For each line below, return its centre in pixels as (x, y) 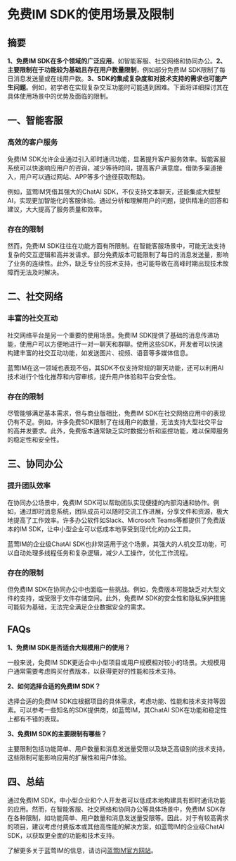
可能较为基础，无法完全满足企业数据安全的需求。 (78, 607)
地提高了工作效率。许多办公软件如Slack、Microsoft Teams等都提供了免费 (113, 520)
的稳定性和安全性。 (35, 439)
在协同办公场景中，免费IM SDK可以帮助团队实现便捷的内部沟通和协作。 (110, 502)
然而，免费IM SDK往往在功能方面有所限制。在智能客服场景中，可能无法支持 (117, 246)
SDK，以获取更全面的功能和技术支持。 (63, 835)
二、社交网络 (35, 297)
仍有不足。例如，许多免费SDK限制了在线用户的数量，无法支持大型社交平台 (115, 422)
